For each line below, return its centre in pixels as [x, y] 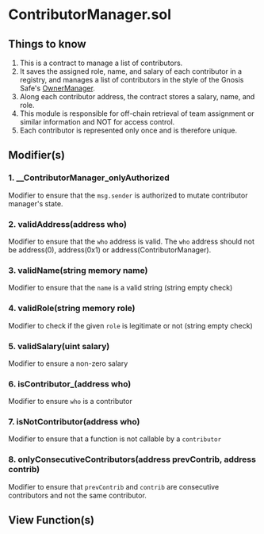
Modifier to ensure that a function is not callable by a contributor [115, 439]
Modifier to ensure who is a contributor [70, 401]
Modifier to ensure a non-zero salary [68, 363]
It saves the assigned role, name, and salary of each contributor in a [131, 71]
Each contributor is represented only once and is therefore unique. [128, 130]
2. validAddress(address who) [67, 224]
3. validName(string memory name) [78, 270]
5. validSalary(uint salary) [59, 346]
